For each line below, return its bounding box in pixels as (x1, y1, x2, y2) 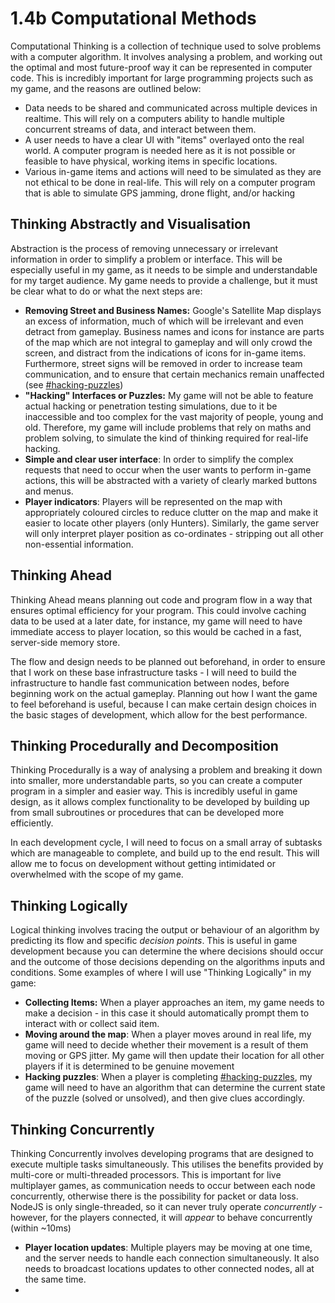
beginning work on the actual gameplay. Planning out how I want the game (10, 687, 318, 699)
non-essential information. (24, 538, 134, 550)
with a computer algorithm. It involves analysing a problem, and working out (10, 50, 323, 62)
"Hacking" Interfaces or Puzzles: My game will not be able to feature (24, 389, 314, 401)
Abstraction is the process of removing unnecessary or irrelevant (10, 242, 279, 254)
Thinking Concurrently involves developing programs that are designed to (10, 1148, 315, 1159)
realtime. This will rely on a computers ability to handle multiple (24, 112, 285, 124)
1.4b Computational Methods (10, 7, 257, 30)
